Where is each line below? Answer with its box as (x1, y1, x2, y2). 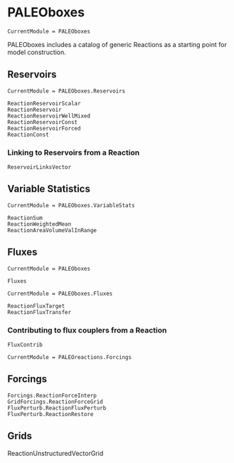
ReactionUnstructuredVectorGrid (7, 449, 104, 457)
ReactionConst (7, 131, 50, 138)
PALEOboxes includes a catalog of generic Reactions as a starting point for (7, 40, 228, 48)
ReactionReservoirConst (7, 118, 78, 125)
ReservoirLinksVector (7, 164, 72, 171)
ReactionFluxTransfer (7, 308, 72, 316)
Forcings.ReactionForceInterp (7, 392, 97, 399)
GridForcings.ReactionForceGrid (7, 398, 103, 405)
